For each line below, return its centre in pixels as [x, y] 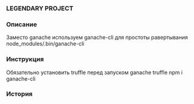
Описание [22, 24]
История [19, 94]
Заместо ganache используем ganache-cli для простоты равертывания [97, 38]
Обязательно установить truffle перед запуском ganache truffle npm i [95, 72]
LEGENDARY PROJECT [40, 8]
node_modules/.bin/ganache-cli [45, 44]
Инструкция [25, 59]
